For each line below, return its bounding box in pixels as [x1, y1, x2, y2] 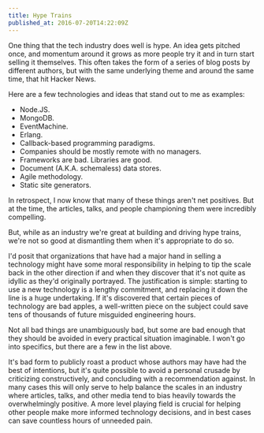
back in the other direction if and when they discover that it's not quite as [8, 267, 246, 277]
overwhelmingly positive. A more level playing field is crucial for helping [8, 399, 241, 409]
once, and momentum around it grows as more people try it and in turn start [8, 49, 255, 58]
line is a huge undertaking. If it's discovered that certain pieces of [8, 293, 221, 302]
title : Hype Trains [8, 11, 73, 20]
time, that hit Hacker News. [8, 74, 97, 84]
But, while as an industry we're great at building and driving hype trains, [8, 227, 242, 237]
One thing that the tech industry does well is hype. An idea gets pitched [8, 40, 240, 50]
